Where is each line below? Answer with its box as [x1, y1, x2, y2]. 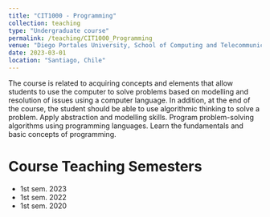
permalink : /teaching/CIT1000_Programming [8, 34, 153, 42]
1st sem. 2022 [19, 192, 67, 202]
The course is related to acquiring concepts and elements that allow [8, 78, 234, 88]
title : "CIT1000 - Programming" [8, 11, 117, 20]
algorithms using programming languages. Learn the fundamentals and [8, 121, 243, 131]
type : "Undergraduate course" [8, 26, 110, 34]
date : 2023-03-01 [8, 49, 67, 57]
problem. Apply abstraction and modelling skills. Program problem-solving [8, 112, 255, 122]
